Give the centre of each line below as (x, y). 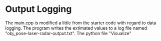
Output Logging (38, 9)
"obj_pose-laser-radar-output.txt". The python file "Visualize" (68, 33)
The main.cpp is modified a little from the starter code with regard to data (81, 23)
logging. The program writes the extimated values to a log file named (76, 28)
